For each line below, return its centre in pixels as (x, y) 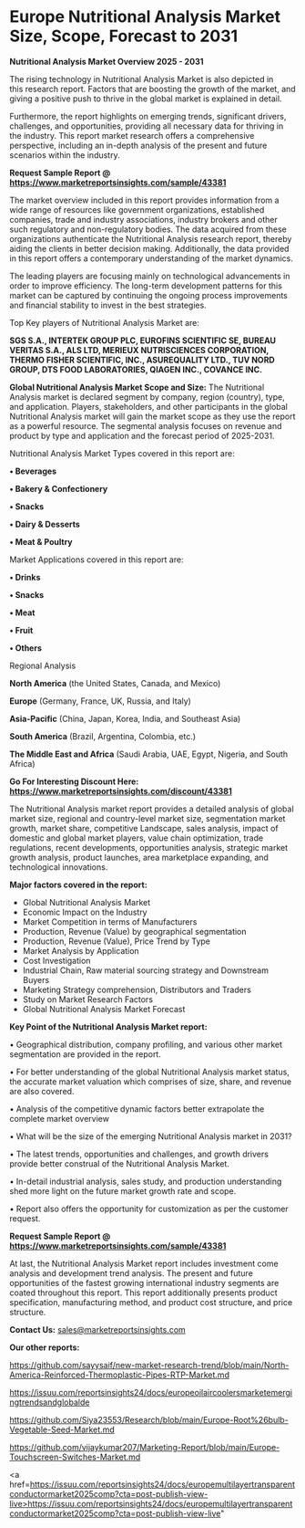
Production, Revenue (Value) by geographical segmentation (135, 931)
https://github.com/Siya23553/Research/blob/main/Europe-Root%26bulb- (149, 1419)
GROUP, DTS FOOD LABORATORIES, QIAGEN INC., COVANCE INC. (136, 369)
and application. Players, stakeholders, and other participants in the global (149, 406)
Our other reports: (45, 1347)
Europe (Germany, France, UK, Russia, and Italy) (100, 701)
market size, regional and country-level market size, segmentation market (147, 818)
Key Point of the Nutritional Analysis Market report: (108, 1026)
